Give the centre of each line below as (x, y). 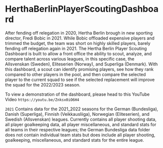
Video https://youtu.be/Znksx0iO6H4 (42, 99)
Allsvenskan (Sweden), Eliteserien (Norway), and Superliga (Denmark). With (81, 64)
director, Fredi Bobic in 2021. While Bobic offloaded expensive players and (80, 38)
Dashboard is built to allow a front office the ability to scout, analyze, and (79, 53)
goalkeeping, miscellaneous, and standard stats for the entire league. (75, 140)
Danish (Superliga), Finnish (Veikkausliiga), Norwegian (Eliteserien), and (77, 114)
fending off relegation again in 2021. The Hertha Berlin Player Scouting (76, 48)
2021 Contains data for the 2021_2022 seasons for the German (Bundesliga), (82, 109)
